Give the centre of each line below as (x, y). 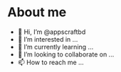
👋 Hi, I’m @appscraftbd (52, 32)
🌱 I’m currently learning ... (56, 47)
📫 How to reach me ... (51, 62)
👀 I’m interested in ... (48, 39)
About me (37, 12)
